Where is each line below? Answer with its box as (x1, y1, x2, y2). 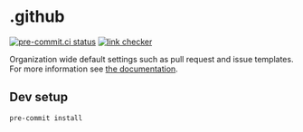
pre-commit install (9, 113, 83, 123)
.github (9, 6, 65, 27)
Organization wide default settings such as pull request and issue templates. (9, 53, 294, 64)
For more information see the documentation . (9, 63, 178, 74)
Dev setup (9, 90, 69, 105)
